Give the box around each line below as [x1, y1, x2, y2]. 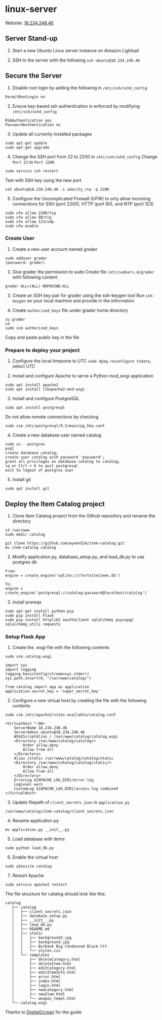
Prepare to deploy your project [5, 347, 80, 354]
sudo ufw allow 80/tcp [5, 215, 52, 219]
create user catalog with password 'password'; [5, 455, 105, 460]
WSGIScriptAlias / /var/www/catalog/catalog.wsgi [14, 734, 119, 739]
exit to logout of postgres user [5, 468, 74, 473]
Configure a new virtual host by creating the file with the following [12, 698, 147, 704]
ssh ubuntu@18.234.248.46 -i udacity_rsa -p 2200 [5, 187, 110, 192]
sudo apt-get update [5, 141, 48, 146]
